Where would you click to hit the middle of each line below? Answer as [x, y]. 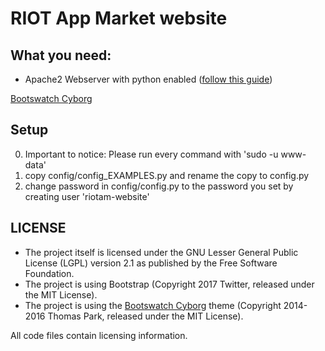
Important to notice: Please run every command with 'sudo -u [151, 154]
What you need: [61, 55]
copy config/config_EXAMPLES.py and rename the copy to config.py [167, 175]
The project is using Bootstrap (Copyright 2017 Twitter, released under [169, 284]
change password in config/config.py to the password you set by [159, 186]
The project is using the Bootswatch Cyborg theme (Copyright [153, 305]
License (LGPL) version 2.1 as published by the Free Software [151, 263]
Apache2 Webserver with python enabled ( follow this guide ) [148, 79]
